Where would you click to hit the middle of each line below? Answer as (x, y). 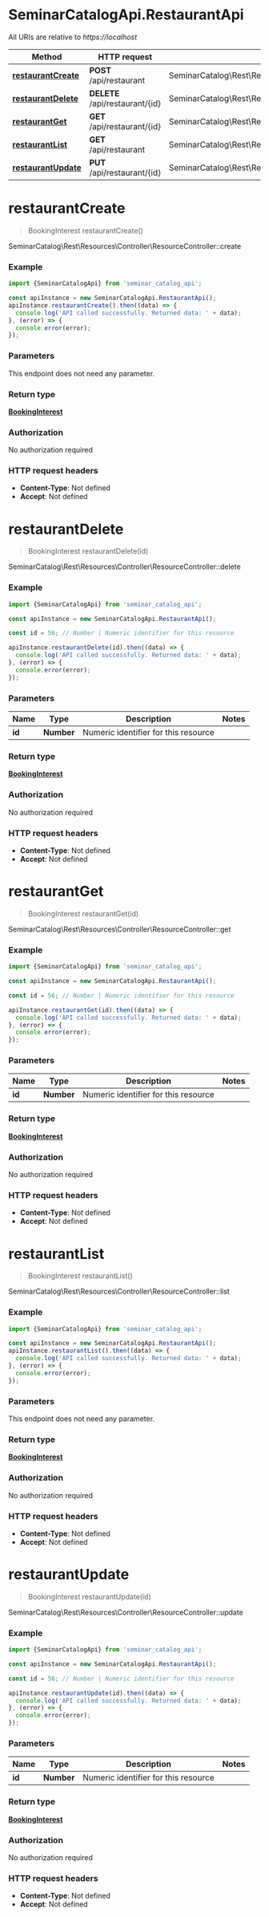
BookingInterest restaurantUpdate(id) (89, 1596)
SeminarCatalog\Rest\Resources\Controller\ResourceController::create (125, 246)
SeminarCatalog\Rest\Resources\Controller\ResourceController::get (120, 929)
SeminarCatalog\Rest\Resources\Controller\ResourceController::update (126, 1612)
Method (47, 56)
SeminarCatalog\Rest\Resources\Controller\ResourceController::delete (125, 567)
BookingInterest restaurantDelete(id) (88, 551)
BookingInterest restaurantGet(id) (83, 913)
